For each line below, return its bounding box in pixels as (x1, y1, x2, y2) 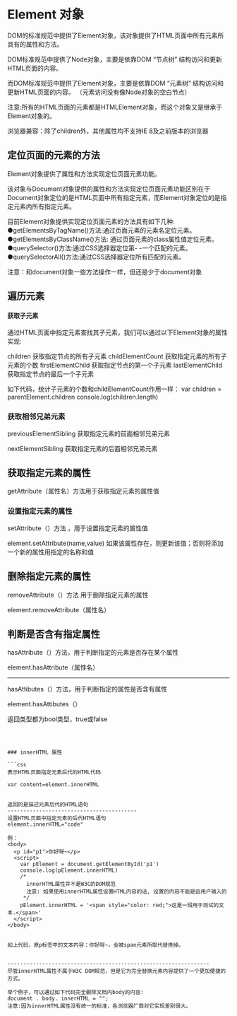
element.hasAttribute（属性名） (7, 663, 99, 672)
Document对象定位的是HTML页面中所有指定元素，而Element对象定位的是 (7, 193, 221, 202)
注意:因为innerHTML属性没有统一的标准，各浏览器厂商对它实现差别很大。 (7, 1003, 192, 1010)
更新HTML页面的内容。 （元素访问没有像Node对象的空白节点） (7, 88, 191, 96)
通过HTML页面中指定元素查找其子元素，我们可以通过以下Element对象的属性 (7, 328, 228, 337)
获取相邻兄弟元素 (7, 411, 66, 421)
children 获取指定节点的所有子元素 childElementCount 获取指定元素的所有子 (7, 352, 227, 361)
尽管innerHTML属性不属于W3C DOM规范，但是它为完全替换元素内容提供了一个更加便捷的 (7, 968, 226, 975)
